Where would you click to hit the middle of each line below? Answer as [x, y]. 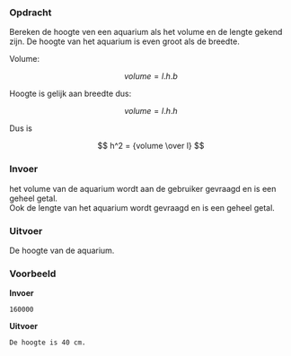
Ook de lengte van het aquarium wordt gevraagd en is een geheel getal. [142, 207]
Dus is [21, 128]
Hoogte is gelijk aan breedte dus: [71, 94]
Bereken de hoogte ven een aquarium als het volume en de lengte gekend [146, 32]
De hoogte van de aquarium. [62, 250]
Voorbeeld [33, 274]
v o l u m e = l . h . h [151, 111]
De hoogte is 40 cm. [48, 343]
